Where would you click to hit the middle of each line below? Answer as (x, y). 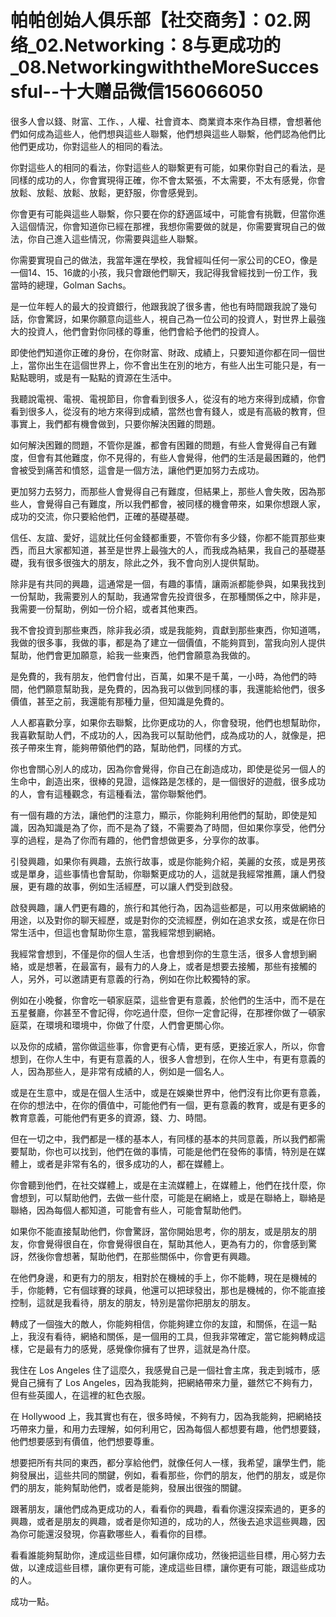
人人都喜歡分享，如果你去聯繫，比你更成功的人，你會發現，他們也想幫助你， (168, 722)
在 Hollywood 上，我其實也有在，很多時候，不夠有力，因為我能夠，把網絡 (161, 1416)
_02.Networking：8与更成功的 (155, 45)
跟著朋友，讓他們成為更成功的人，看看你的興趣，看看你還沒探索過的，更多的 (168, 1508)
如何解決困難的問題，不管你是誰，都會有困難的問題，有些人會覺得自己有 (159, 445)
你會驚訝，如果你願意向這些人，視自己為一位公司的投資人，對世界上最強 (176, 318)
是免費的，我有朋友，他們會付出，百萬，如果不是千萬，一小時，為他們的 (159, 676)
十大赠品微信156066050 (161, 92)
